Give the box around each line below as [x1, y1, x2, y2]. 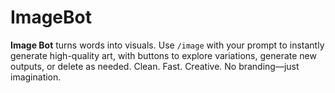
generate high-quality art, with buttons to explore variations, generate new [10, 49, 317, 61]
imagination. [10, 71, 62, 83]
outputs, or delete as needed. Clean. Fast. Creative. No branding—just [10, 60, 300, 72]
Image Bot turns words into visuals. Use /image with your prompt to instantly [10, 39, 325, 51]
